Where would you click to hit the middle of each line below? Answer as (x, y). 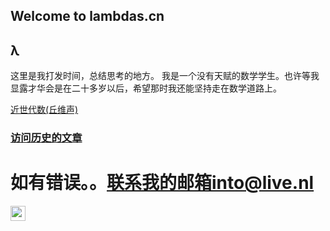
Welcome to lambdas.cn (87, 16)
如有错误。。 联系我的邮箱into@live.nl (162, 183)
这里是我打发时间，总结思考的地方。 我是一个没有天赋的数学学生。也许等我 (165, 76)
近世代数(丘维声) (44, 110)
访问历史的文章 (46, 138)
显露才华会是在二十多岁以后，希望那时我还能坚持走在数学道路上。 (146, 88)
